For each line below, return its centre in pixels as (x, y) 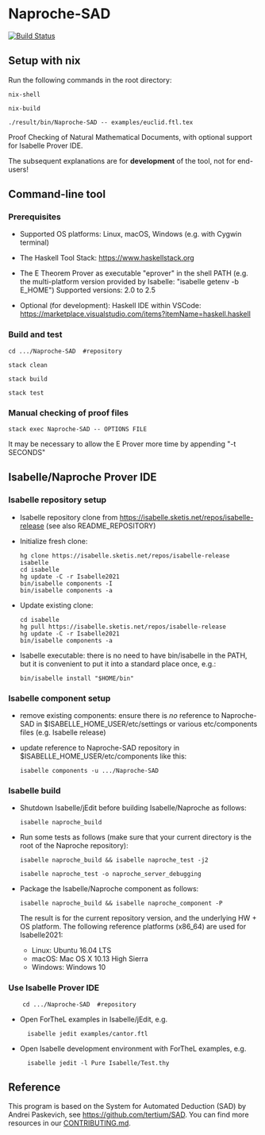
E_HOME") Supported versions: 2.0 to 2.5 (88, 290)
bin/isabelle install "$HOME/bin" (77, 678)
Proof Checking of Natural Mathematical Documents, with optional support (130, 137)
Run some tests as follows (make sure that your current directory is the (136, 837)
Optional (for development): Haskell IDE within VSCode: (110, 306)
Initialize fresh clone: (54, 541)
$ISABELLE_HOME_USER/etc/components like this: (103, 756)
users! (19, 169)
